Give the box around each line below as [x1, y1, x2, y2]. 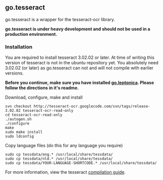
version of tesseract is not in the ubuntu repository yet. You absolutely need [5, 60, 159, 66]
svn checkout [5, 104, 32, 109]
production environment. [5, 31, 57, 37]
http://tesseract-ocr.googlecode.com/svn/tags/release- [33, 104, 151, 109]
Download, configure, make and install [5, 95, 83, 101]
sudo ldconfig [5, 134, 34, 139]
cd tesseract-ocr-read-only [5, 112, 63, 118]
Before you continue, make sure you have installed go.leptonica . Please [5, 80, 154, 86]
